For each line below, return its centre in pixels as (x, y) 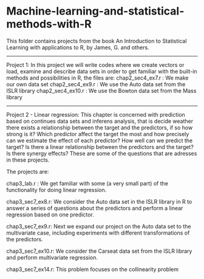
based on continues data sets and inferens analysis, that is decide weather (100, 121)
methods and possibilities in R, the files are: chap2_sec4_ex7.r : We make (97, 78)
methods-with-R (49, 24)
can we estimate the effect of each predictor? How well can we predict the (100, 140)
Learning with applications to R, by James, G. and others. (78, 47)
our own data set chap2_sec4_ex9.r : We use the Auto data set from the (96, 84)
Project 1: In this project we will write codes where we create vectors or (95, 64)
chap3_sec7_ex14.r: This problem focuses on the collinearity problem (93, 269)
